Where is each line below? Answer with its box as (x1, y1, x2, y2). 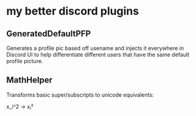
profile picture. (6, 58, 44, 64)
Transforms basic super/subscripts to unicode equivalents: (6, 91, 154, 98)
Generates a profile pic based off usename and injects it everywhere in (6, 44, 184, 52)
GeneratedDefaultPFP (6, 29, 91, 39)
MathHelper (6, 75, 53, 86)
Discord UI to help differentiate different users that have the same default (6, 51, 190, 58)
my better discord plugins (6, 4, 139, 18)
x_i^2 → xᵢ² (6, 103, 33, 110)
